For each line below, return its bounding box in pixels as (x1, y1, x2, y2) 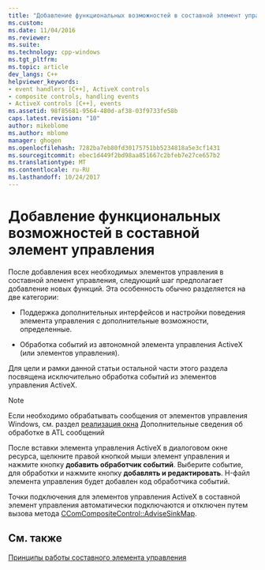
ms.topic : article (8, 63, 69, 71)
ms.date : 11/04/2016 (8, 26, 77, 34)
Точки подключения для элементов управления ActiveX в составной (8, 492, 241, 501)
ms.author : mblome (8, 129, 69, 137)
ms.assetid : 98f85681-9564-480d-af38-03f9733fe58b (8, 108, 178, 115)
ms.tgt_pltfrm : (8, 56, 58, 64)
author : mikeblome (8, 122, 69, 130)
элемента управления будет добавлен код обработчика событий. (8, 476, 230, 486)
